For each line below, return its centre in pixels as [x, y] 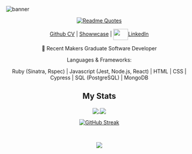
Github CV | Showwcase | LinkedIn [99, 34]
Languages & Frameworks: [99, 60]
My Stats [99, 96]
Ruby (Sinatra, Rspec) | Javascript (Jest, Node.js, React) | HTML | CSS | [99, 71]
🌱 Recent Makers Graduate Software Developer [99, 48]
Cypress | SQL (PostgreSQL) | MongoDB [99, 78]
